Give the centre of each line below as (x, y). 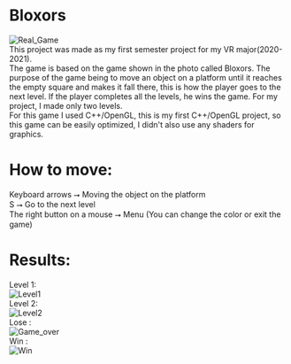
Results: (40, 260)
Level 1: (23, 284)
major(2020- (259, 49)
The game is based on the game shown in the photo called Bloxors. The (140, 68)
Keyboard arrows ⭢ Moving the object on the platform (107, 194)
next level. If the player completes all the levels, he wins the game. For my (144, 96)
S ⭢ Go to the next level (52, 204)
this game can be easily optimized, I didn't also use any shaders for (132, 124)
